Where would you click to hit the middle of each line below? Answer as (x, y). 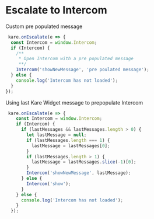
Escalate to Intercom (56, 10)
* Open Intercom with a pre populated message (76, 59)
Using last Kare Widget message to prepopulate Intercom (74, 102)
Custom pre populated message (44, 26)
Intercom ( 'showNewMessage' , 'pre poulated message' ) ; (83, 70)
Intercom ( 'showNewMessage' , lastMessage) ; (79, 173)
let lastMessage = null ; (57, 135)
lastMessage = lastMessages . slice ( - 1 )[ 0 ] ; (84, 162)
